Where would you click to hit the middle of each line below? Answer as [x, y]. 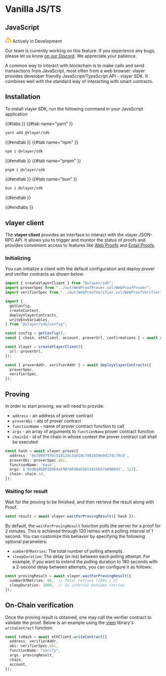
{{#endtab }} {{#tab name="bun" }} [41, 179]
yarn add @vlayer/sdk [27, 133]
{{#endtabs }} [19, 207]
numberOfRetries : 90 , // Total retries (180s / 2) [64, 581]
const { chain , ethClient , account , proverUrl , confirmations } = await [82, 338]
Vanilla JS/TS [33, 9]
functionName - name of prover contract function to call [68, 426]
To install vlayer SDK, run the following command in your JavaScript [74, 109]
